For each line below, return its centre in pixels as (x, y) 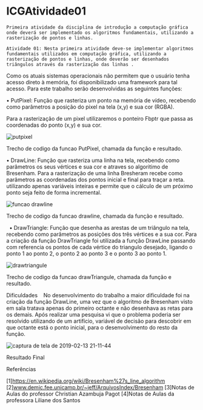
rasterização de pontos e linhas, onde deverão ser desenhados (88, 59)
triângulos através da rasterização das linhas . (70, 64)
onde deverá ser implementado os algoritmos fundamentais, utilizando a (100, 32)
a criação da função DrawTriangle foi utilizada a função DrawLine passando (101, 240)
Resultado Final (25, 357)
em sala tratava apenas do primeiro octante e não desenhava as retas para (100, 308)
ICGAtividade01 (46, 11)
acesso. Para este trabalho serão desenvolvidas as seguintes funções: (95, 89)
